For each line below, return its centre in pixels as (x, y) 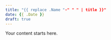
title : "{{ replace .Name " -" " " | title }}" (56, 10)
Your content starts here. (31, 33)
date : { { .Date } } (25, 14)
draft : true (18, 19)
